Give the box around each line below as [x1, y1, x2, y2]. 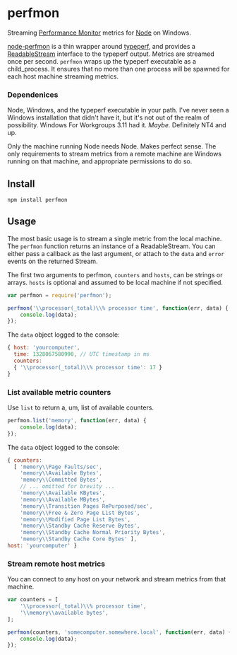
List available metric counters [7, 387, 111, 397]
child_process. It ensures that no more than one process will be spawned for [7, 64, 230, 73]
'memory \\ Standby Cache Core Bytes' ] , [20, 535, 138, 543]
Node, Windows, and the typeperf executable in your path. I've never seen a [7, 106, 229, 115]
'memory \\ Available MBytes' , [20, 496, 106, 503]
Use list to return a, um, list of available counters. [7, 403, 154, 412]
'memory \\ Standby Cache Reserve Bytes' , [20, 522, 140, 530]
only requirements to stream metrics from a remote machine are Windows [7, 150, 222, 158]
